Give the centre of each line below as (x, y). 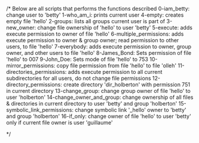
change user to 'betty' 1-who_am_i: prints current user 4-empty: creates (95, 15)
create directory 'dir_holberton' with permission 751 (127, 85)
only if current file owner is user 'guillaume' (59, 122)
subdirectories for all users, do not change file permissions (79, 78)
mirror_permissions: (31, 66)
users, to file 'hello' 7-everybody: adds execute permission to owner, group (99, 46)
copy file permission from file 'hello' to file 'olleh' (117, 66)
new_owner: (21, 27)
